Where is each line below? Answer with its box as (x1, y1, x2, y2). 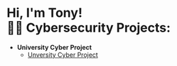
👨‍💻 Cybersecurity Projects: (6, 20, 171, 36)
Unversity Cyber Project (27, 51, 99, 59)
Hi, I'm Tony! (6, 5, 83, 21)
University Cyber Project (16, 43, 92, 51)
